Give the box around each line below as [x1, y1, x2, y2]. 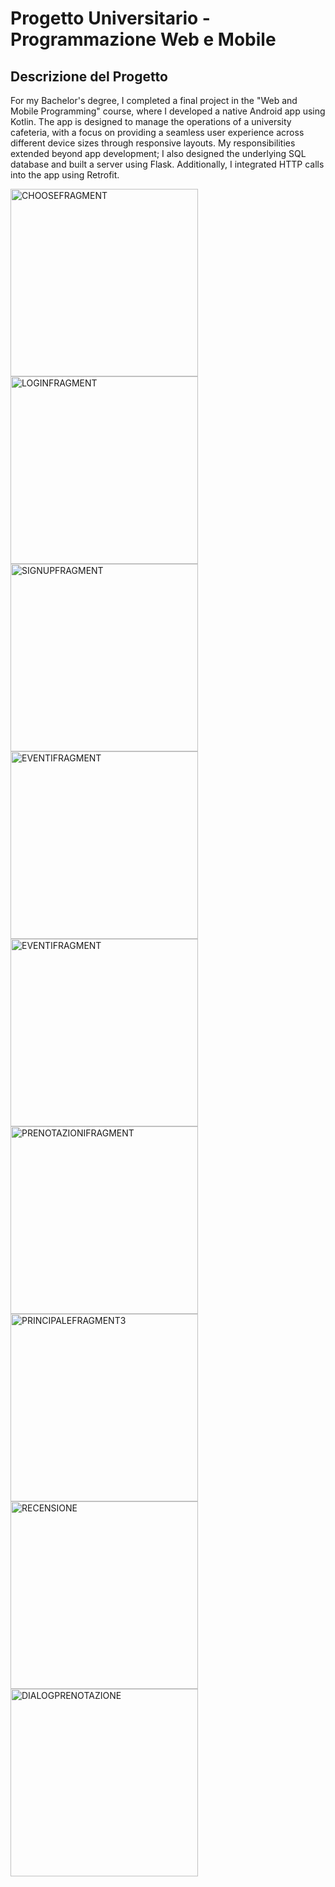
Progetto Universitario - [10, 7, 211, 30]
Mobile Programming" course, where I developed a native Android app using [10, 105, 326, 117]
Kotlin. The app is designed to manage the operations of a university [10, 116, 292, 127]
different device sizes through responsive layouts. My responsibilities [10, 137, 296, 149]
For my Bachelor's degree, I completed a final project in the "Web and [10, 95, 298, 106]
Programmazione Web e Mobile [10, 28, 277, 51]
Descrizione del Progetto [10, 68, 168, 85]
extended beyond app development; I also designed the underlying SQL [10, 148, 307, 159]
